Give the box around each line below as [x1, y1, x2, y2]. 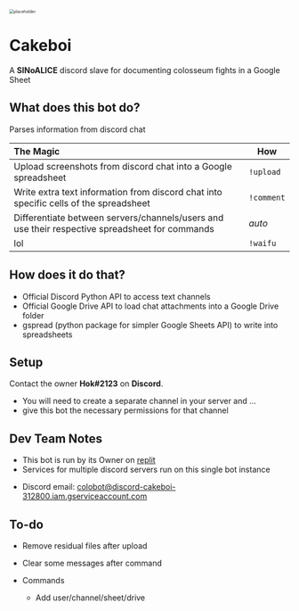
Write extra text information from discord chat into [13, 186, 222, 198]
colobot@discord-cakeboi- [77, 482, 176, 492]
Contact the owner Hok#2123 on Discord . [9, 378, 164, 389]
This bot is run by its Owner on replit [21, 455, 156, 466]
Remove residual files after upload [21, 541, 148, 551]
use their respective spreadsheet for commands [13, 222, 215, 235]
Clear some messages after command [21, 557, 163, 568]
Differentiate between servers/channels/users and [13, 211, 224, 224]
